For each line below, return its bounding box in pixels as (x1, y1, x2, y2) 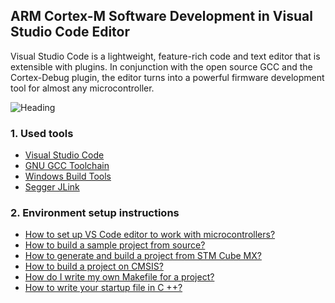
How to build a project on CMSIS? (24, 260, 164, 273)
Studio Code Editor (10, 24, 131, 41)
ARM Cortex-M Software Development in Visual (10, 8, 313, 25)
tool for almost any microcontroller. (10, 82, 155, 94)
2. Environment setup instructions (10, 206, 180, 220)
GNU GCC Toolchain (24, 160, 110, 172)
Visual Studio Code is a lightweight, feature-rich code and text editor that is (10, 50, 321, 62)
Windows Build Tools (24, 170, 112, 183)
